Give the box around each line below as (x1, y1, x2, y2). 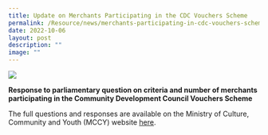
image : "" (8, 48, 41, 56)
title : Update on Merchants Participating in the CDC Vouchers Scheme (8, 11, 248, 20)
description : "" (8, 41, 62, 49)
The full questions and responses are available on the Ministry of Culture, (8, 109, 250, 118)
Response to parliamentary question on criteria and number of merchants (8, 85, 258, 94)
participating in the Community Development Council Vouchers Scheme (8, 94, 253, 103)
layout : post (8, 33, 52, 42)
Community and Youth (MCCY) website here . (8, 118, 156, 127)
